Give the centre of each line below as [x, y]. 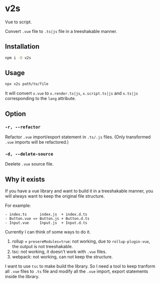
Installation [22, 47]
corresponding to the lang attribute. [41, 99]
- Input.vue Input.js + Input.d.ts [46, 223]
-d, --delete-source [29, 154]
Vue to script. [19, 22]
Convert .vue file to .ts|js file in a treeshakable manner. [61, 31]
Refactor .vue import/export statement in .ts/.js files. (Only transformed [78, 137]
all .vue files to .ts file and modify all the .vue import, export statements [77, 271]
